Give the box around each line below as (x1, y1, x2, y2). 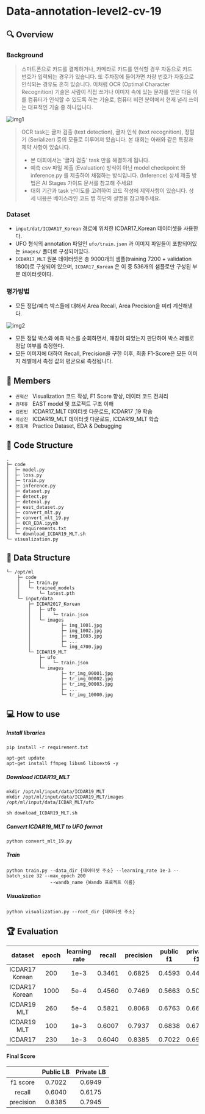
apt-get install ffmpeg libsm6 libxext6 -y (6, 761, 119, 767)
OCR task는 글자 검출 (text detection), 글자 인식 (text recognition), (21, 128, 184, 135)
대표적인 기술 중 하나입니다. (27, 103, 93, 110)
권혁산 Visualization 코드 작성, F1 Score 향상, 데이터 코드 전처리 (15, 392, 169, 400)
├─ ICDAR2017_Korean (28, 601, 81, 607)
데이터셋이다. (21, 270, 53, 278)
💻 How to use (6, 709, 60, 719)
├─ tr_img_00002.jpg (60, 675, 113, 681)
